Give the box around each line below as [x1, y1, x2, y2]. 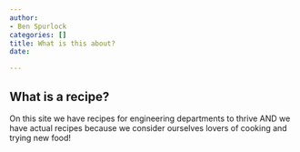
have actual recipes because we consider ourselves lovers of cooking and [9, 122, 288, 133]
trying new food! [9, 132, 71, 143]
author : [9, 13, 39, 23]
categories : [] [9, 30, 67, 39]
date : [9, 47, 30, 56]
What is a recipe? [9, 88, 110, 105]
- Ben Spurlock [9, 22, 67, 31]
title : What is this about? [9, 38, 116, 48]
